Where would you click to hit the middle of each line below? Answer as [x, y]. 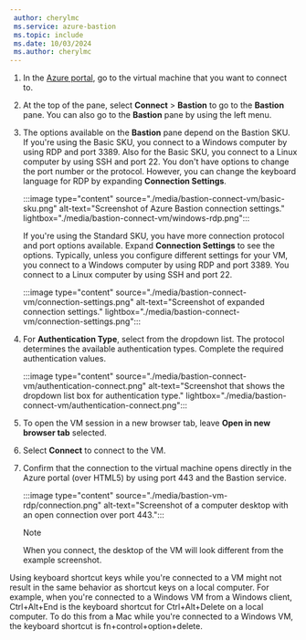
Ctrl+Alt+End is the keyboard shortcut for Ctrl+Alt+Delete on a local [137, 607]
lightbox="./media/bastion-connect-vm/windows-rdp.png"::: [136, 218]
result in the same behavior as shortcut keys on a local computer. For [139, 588]
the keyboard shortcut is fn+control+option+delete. [106, 626]
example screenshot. [62, 560]
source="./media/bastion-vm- [172, 496]
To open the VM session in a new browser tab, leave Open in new [147, 423]
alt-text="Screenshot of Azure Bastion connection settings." [172, 209]
